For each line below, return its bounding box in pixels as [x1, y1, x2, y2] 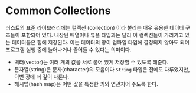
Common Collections [5, 4, 111, 18]
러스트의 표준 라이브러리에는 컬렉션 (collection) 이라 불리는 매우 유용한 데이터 [5, 24, 184, 31]
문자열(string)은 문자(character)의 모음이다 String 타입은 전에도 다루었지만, [14, 66, 190, 73]
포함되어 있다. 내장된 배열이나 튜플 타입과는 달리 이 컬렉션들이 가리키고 [21, 31, 184, 39]
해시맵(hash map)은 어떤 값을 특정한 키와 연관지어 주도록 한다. [14, 80, 159, 87]
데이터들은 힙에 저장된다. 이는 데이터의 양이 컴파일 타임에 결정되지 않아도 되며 [11, 39, 190, 46]
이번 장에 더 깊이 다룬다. [14, 73, 70, 80]
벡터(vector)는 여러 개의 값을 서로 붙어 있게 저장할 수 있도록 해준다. [14, 58, 169, 66]
